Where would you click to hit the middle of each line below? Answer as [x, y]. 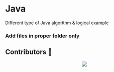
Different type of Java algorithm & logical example [57, 23]
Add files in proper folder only [42, 36]
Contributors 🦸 [29, 52]
